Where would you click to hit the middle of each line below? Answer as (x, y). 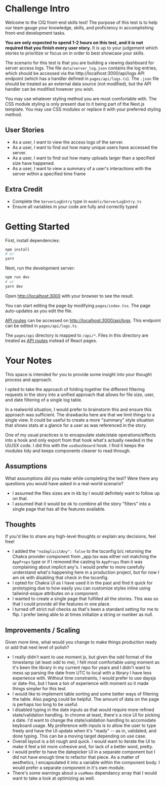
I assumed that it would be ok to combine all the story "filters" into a (81, 504)
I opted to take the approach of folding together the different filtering (75, 389)
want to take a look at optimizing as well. (54, 778)
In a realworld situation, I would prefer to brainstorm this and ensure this (78, 409)
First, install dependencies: (33, 240)
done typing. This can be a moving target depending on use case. (79, 736)
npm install (17, 249)
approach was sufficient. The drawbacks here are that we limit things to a (80, 414)
